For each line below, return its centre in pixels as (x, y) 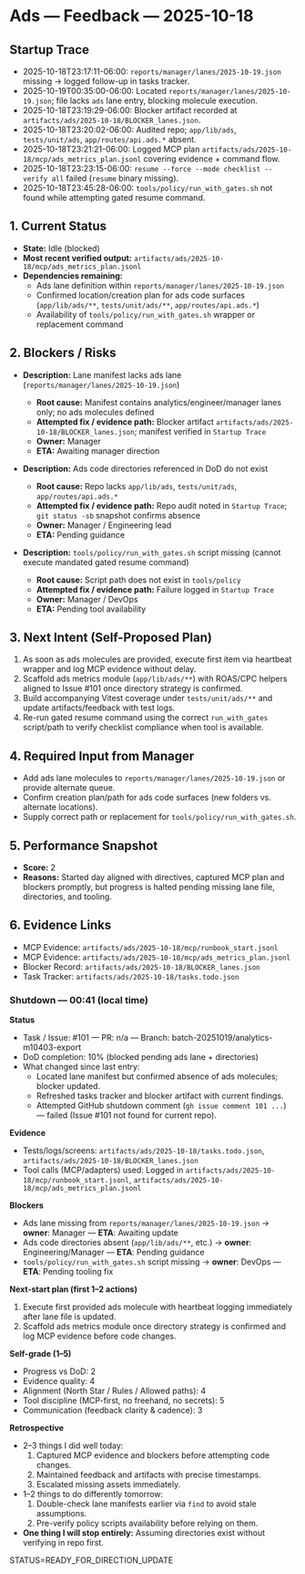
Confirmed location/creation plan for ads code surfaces (141, 295)
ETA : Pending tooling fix (68, 1272)
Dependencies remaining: (72, 276)
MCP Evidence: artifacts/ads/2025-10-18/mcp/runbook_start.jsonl (150, 947)
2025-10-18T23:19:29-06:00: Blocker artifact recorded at (130, 110)
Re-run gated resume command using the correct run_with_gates (145, 718)
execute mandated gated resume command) (106, 561)
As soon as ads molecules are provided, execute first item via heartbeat (157, 659)
